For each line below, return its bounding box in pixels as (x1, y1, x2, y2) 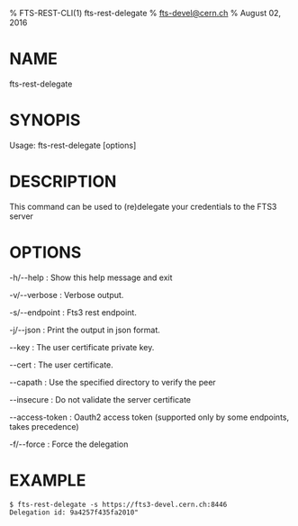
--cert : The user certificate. (9, 359, 114, 370)
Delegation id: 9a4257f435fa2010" (9, 508, 140, 517)
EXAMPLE (9, 470, 86, 490)
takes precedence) (9, 421, 79, 431)
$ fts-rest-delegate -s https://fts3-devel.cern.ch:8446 (9, 500, 228, 509)
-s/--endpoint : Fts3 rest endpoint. (9, 306, 137, 318)
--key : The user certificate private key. (9, 341, 155, 352)
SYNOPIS (9, 110, 81, 131)
